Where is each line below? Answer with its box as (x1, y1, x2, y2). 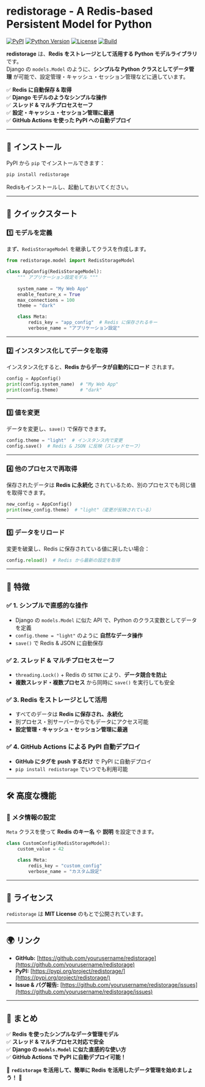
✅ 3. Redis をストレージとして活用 (6, 695, 107, 704)
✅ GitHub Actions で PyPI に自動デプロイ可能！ (6, 1053, 126, 1061)
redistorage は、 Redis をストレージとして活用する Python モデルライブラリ (6, 50, 198, 57)
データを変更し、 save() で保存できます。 (6, 425, 110, 433)
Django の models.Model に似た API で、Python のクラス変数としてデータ (15, 616, 197, 624)
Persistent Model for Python (6, 17, 153, 31)
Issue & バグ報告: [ (15, 981, 63, 989)
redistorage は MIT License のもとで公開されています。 (6, 910, 146, 917)
